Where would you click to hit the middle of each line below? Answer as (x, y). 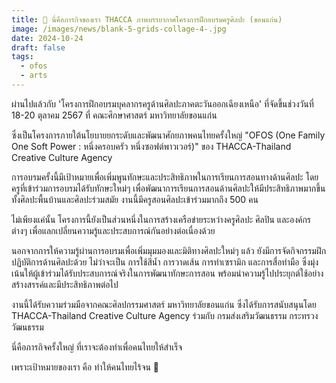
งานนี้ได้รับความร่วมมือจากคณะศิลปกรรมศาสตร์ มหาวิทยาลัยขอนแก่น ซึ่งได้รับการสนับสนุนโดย (164, 304)
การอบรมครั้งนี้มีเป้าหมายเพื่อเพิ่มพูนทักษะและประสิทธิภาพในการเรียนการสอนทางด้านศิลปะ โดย (165, 177)
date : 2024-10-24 (47, 38)
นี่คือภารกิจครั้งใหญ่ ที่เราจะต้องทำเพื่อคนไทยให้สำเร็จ (97, 347)
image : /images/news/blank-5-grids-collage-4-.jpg (119, 29)
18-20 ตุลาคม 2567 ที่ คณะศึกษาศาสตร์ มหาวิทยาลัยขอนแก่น (114, 115)
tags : (22, 57)
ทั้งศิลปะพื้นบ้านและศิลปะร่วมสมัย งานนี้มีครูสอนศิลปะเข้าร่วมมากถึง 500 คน (135, 199)
